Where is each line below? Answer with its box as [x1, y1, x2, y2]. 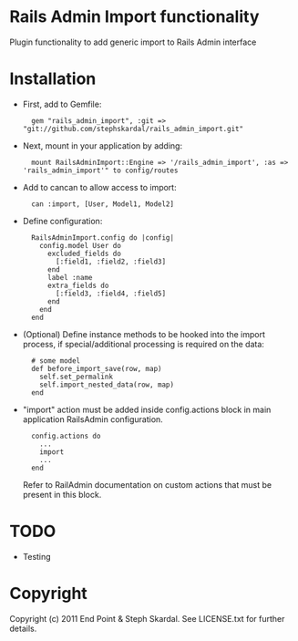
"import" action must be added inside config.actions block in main [22, 404, 272, 415]
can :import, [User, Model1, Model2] [31, 199, 175, 209]
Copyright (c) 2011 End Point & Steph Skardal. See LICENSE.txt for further [9, 613, 285, 624]
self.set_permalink [39, 372, 114, 381]
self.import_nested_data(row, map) [39, 380, 175, 389]
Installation [9, 68, 97, 89]
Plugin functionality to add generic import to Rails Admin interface [9, 36, 257, 47]
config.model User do [39, 241, 121, 250]
